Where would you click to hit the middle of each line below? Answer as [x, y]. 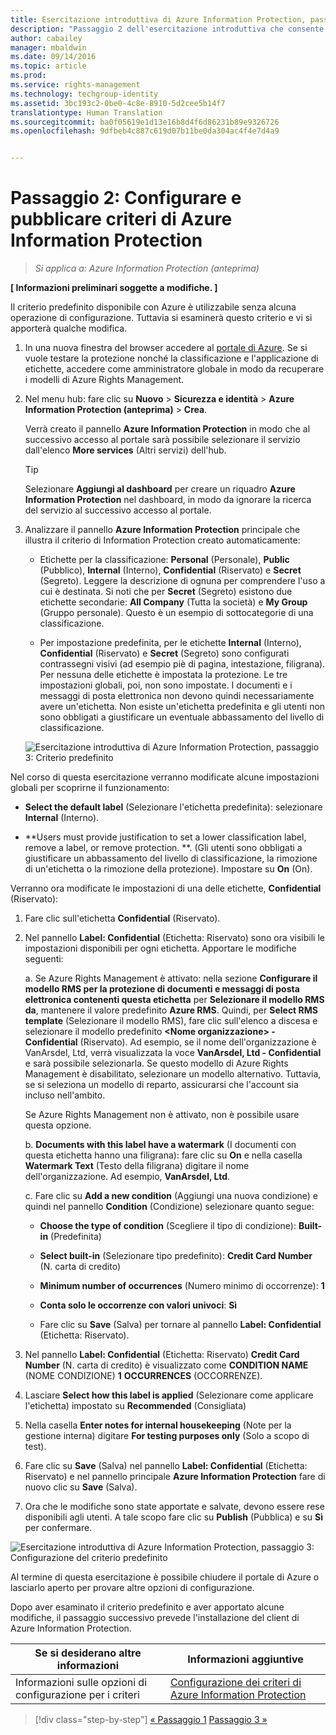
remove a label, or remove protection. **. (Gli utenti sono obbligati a [163, 848]
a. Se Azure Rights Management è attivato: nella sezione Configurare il [171, 978]
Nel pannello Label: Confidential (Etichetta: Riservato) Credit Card [162, 1355]
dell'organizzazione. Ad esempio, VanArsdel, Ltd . [127, 1177]
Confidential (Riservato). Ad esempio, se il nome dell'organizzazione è [170, 1042]
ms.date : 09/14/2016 [53, 57]
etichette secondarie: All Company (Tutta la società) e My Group [173, 602]
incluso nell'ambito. [65, 1095]
